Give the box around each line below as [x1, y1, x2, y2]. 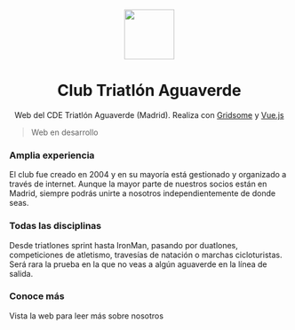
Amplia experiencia [9, 149, 95, 161]
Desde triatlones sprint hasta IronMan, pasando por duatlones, [9, 240, 238, 250]
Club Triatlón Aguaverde [57, 81, 242, 101]
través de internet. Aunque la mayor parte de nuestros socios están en [9, 178, 267, 190]
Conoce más [9, 290, 65, 302]
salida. [9, 268, 34, 279]
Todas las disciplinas [9, 220, 102, 232]
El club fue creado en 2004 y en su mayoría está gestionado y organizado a [9, 169, 287, 180]
